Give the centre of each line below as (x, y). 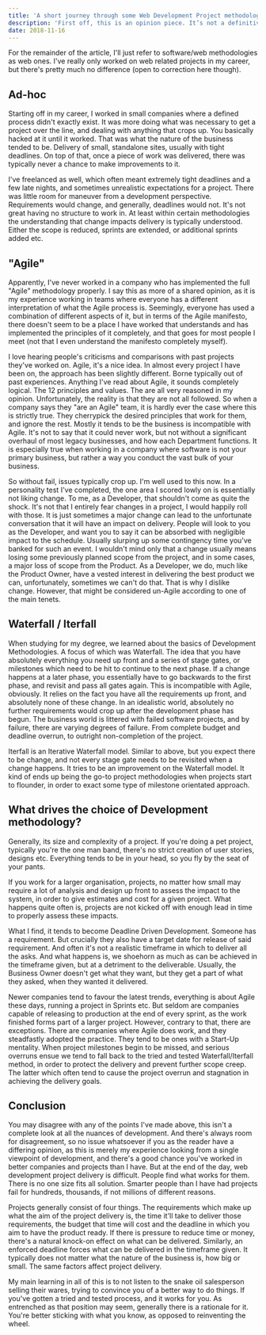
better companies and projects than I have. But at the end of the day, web (128, 1167)
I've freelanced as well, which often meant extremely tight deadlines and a (129, 180)
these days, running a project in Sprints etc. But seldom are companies (124, 1005)
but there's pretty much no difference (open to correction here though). (125, 70)
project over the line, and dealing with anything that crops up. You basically (131, 131)
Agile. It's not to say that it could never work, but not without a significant (127, 432)
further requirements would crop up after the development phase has (121, 711)
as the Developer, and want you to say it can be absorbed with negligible (127, 532)
